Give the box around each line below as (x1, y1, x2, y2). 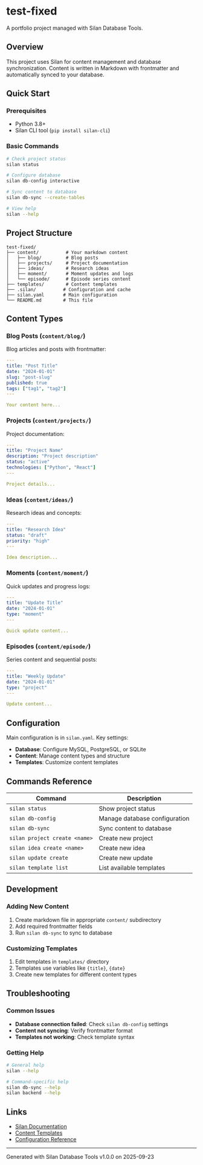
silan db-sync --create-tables (6, 195, 85, 201)
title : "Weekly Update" (6, 673, 66, 679)
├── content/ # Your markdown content (6, 249, 129, 255)
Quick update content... (6, 628, 69, 634)
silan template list (9, 864, 68, 871)
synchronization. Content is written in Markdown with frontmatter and (6, 64, 179, 72)
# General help (6, 1062, 45, 1068)
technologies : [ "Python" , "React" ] (6, 465, 96, 471)
